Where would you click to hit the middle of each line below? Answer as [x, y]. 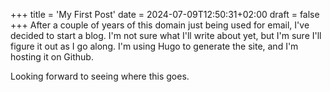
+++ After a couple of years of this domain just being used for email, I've [160, 25]
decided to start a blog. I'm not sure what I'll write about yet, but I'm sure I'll [166, 35]
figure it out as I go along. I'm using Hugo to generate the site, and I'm [154, 46]
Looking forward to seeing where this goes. [100, 76]
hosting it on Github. [52, 57]
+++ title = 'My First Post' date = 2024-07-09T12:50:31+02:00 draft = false [165, 14]
